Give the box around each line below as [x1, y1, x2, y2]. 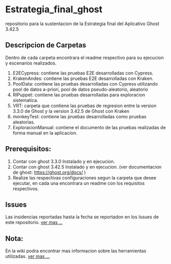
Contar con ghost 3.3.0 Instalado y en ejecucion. [12, 158, 115, 165]
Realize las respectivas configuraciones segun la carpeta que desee [12, 174, 157, 180]
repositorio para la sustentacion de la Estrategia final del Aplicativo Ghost [5, 21, 160, 27]
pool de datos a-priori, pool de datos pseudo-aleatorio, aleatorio [12, 86, 149, 92]
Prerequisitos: [5, 145, 52, 153]
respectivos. [12, 186, 39, 192]
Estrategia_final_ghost [5, 4, 103, 15]
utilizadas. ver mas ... [5, 253, 50, 259]
